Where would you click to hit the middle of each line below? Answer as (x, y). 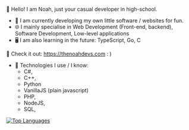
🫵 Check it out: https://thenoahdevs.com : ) (59, 54)
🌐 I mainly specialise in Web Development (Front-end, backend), (94, 27)
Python (32, 84)
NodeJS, (34, 103)
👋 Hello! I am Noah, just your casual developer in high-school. (82, 9)
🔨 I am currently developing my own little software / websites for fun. (99, 20)
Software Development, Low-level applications (72, 33)
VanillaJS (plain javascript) (56, 90)
